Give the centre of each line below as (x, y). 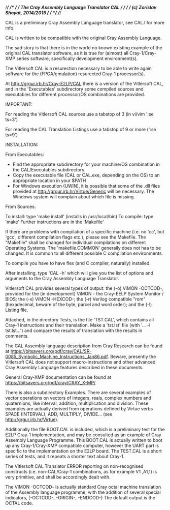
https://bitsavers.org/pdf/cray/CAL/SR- (51, 351)
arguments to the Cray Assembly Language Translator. (62, 278)
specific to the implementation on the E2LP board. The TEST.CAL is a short (84, 451)
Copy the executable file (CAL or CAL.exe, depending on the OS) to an (86, 175)
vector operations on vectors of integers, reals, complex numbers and (78, 398)
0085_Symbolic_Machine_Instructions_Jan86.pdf (57, 356)
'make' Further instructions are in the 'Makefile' (55, 222)
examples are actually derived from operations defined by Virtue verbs (79, 409)
